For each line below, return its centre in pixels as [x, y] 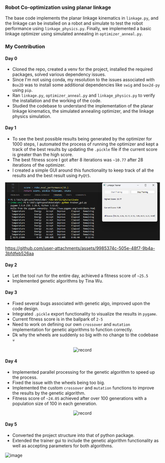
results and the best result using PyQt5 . [51, 175]
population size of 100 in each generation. [55, 403]
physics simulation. [32, 116]
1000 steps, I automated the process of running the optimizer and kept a [85, 144]
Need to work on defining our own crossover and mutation [71, 324]
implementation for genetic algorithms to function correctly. [72, 329]
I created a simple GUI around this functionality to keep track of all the [83, 170]
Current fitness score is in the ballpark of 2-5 [57, 319]
